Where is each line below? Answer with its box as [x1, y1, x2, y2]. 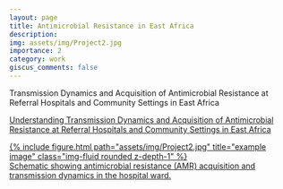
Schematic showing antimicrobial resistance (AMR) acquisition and [9, 160, 256, 171]
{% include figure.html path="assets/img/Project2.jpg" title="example [9, 141, 267, 152]
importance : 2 [9, 47, 63, 56]
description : [9, 30, 58, 39]
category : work [9, 55, 66, 64]
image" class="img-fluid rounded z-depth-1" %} [9, 150, 188, 161]
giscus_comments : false [9, 64, 99, 73]
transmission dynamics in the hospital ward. [9, 169, 172, 180]
